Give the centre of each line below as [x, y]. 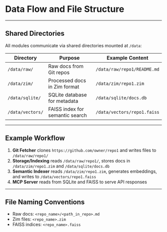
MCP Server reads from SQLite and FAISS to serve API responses [80, 182]
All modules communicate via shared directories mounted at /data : [74, 45]
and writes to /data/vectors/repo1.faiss [54, 176]
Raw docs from [66, 66]
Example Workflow [35, 138]
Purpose [70, 58]
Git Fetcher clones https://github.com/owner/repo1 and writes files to [84, 150]
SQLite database [67, 94]
